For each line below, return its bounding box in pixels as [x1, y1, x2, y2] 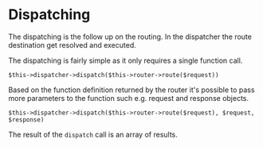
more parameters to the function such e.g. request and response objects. [8, 93, 249, 103]
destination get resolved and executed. [8, 40, 137, 49]
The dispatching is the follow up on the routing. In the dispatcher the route [8, 32, 253, 41]
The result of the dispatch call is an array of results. [8, 130, 178, 139]
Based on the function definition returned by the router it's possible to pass [8, 85, 255, 95]
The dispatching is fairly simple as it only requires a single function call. [8, 56, 243, 65]
